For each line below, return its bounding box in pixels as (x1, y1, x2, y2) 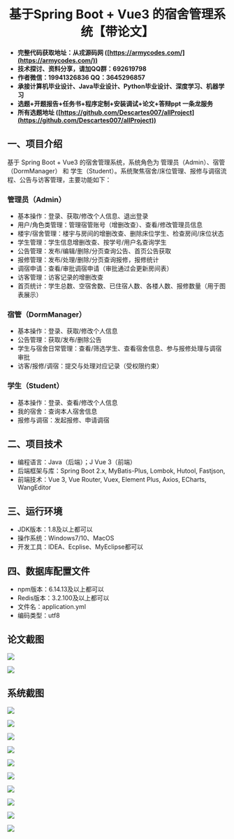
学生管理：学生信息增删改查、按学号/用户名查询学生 (17, 238, 167, 247)
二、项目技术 (7, 438, 63, 450)
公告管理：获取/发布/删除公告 (17, 336, 102, 344)
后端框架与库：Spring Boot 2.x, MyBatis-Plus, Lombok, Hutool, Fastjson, (17, 466, 226, 475)
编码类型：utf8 (17, 611, 61, 619)
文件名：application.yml (17, 603, 86, 611)
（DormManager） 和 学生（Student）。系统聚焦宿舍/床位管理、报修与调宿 (7, 166, 221, 175)
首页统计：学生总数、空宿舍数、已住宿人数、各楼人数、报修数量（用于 (17, 282, 220, 290)
